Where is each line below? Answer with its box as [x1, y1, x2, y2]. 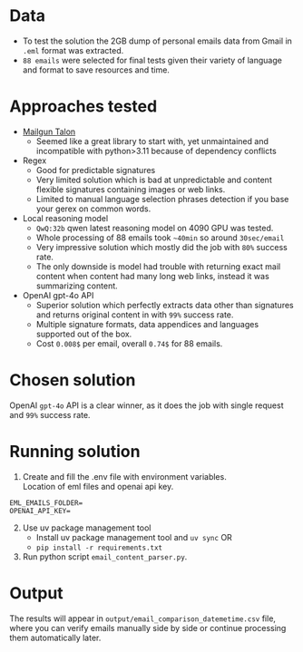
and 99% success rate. [9, 409, 91, 420]
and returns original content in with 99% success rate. [35, 309, 234, 320]
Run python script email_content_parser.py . [22, 550, 188, 562]
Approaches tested [9, 96, 158, 117]
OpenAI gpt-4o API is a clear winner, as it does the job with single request [9, 400, 284, 411]
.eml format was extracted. [22, 44, 124, 55]
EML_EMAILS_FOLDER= [9, 498, 83, 508]
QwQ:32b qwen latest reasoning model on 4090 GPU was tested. [35, 222, 274, 233]
